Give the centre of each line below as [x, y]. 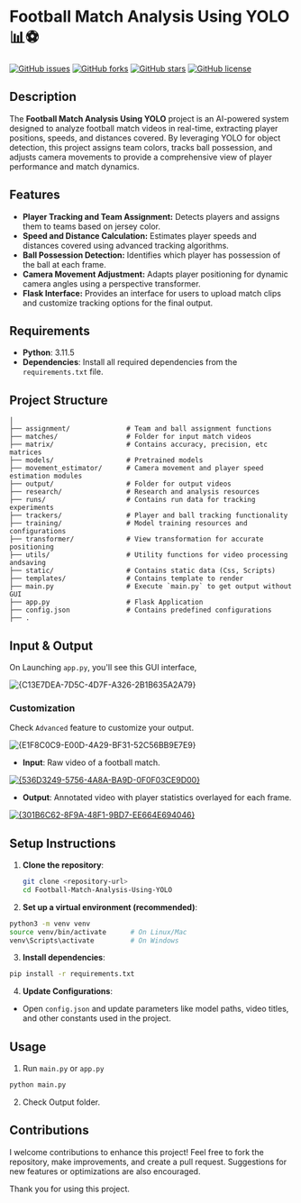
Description [43, 97]
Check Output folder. [61, 1102]
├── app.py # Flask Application [106, 602]
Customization [42, 707]
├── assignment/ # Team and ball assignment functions [141, 429]
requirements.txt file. [63, 372]
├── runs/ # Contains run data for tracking [132, 500]
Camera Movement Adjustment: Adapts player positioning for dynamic [155, 274]
